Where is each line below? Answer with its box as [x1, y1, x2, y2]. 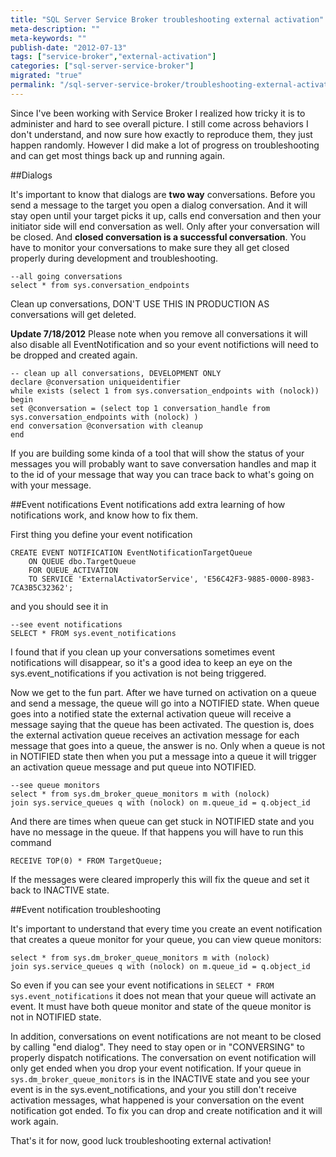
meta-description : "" [10, 24, 101, 34]
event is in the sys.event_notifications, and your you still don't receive [10, 1083, 297, 1095]
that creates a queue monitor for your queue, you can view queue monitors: [10, 933, 322, 945]
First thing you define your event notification [10, 528, 193, 540]
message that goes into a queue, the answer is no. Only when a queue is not [10, 739, 326, 751]
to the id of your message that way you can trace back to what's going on [10, 468, 315, 480]
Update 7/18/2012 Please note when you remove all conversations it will [10, 327, 308, 340]
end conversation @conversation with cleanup [10, 421, 203, 431]
